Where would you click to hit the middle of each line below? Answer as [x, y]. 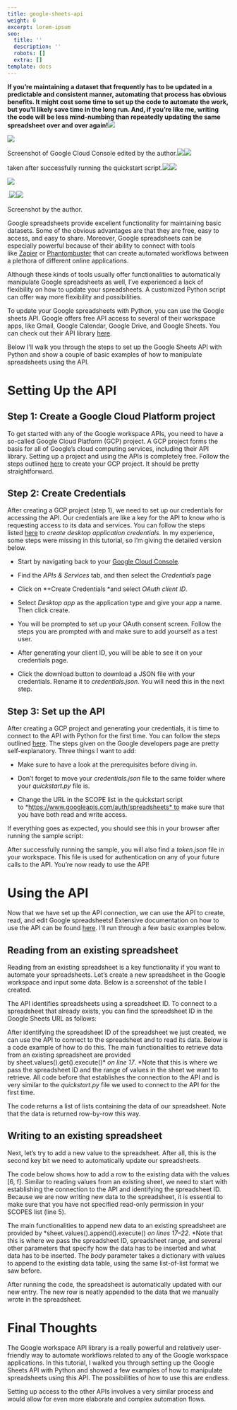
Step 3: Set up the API [56, 711]
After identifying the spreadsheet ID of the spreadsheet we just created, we [117, 1032]
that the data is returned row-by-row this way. [74, 1113]
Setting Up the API [62, 390]
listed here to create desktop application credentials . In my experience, [111, 533]
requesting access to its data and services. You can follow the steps [107, 525]
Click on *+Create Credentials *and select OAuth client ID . [103, 589]
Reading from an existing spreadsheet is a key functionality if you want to [114, 967]
